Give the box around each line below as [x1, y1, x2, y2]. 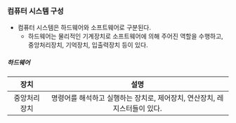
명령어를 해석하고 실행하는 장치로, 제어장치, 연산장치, [51, 93, 216, 103]
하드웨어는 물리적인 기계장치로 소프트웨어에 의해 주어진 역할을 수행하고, [27, 32, 223, 41]
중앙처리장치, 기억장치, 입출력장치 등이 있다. [27, 41, 149, 50]
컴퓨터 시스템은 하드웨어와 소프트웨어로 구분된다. [17, 23, 151, 32]
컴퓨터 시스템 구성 [7, 6, 65, 15]
